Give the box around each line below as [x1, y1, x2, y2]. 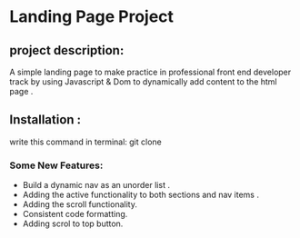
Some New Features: [9, 159, 104, 172]
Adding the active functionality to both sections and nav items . [22, 189, 259, 201]
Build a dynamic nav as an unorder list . [22, 180, 171, 191]
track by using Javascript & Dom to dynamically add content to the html [9, 76, 277, 87]
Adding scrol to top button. [22, 218, 124, 229]
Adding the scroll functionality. [22, 199, 138, 210]
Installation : [9, 112, 82, 128]
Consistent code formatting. [22, 209, 128, 220]
